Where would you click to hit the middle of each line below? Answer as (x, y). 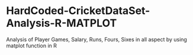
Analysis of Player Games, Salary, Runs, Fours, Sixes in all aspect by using (97, 39)
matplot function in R (32, 46)
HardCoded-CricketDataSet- (78, 11)
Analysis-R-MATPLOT (62, 23)
